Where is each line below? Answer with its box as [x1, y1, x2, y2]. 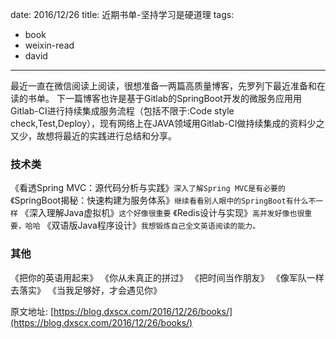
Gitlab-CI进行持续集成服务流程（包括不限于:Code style [10, 105, 235, 117]
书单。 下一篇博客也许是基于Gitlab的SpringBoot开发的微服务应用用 [27, 93, 302, 104]
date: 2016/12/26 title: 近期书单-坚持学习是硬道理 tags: [10, 9, 235, 20]
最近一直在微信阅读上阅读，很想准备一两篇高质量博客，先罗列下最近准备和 [10, 80, 317, 92]
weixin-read [24, 39, 75, 51]
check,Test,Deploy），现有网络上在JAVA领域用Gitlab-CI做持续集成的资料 [10, 118, 308, 129]
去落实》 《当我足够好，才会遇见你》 [10, 284, 162, 296]
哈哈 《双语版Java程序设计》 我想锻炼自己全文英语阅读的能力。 [24, 219, 261, 232]
